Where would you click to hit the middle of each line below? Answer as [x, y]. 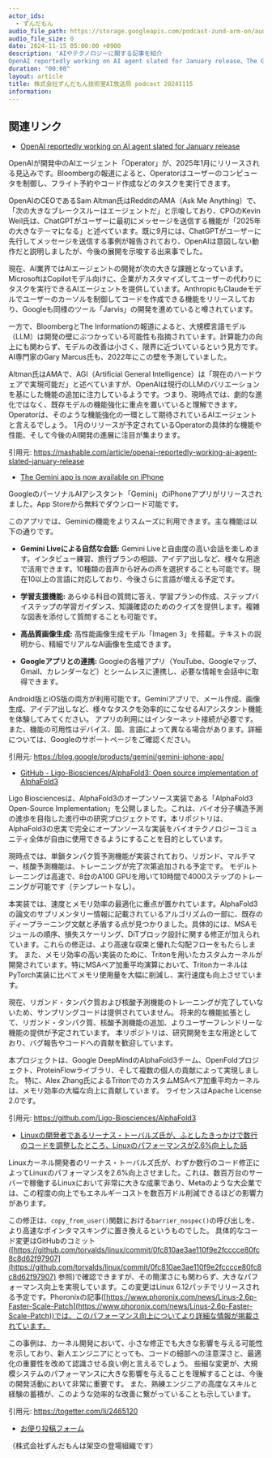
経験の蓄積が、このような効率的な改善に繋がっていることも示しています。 [132, 1394]
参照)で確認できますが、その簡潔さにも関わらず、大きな [151, 1277]
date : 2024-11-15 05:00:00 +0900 [65, 46]
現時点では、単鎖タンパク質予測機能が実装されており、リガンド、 [118, 856]
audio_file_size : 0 [41, 39]
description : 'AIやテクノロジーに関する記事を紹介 [86, 54]
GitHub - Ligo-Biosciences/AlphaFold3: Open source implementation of [139, 773]
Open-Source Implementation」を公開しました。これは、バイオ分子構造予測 [136, 809]
